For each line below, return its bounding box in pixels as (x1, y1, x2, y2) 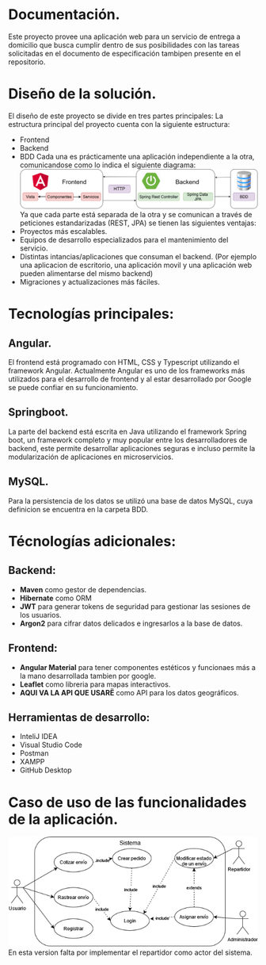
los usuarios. (19, 610, 62, 619)
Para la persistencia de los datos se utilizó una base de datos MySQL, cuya (8, 496, 253, 505)
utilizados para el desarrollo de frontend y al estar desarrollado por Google (8, 374, 252, 384)
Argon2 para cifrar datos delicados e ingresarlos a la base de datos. (19, 618, 243, 628)
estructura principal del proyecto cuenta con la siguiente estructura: (8, 119, 230, 128)
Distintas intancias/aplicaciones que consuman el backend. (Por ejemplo (19, 252, 257, 262)
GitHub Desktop (19, 765, 73, 775)
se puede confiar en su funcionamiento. (8, 383, 139, 393)
